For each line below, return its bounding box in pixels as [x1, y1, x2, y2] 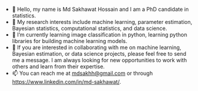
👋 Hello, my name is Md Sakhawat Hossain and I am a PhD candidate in [11, 6, 189, 13]
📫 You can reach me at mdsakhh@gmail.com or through [11, 69, 153, 77]
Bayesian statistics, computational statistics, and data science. [11, 25, 167, 32]
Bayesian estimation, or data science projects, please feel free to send [11, 50, 187, 57]
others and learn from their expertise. [11, 63, 105, 70]
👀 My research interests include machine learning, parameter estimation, [11, 19, 193, 25]
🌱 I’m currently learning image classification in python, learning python [11, 31, 188, 38]
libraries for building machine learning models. [11, 38, 128, 44]
